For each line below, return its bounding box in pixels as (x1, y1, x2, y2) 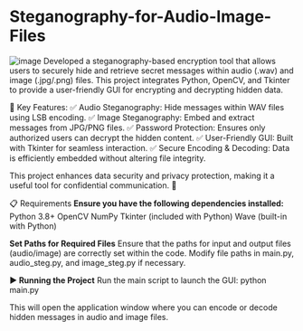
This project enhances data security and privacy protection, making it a (9, 170, 275, 181)
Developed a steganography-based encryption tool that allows (43, 55, 277, 66)
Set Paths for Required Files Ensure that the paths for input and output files (9, 238, 291, 249)
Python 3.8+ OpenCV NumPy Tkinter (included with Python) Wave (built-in (9, 211, 288, 222)
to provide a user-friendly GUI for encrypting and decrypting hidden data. (9, 84, 283, 95)
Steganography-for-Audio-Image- (9, 6, 272, 27)
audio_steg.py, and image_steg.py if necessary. (9, 257, 186, 268)
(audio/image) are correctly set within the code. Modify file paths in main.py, (9, 247, 294, 259)
